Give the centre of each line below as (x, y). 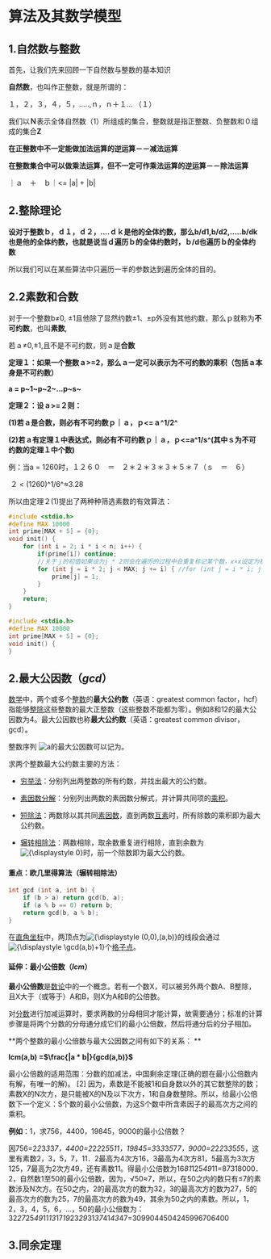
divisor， (229, 720)
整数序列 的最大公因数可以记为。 (69, 747)
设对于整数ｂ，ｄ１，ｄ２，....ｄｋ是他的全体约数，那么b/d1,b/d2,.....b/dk (133, 232)
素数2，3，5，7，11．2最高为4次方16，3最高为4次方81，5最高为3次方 (139, 1158)
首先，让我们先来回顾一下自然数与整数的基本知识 (90, 70)
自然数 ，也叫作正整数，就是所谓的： (69, 87)
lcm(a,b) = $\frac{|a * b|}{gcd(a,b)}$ (71, 1057)
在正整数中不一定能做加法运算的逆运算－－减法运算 (93, 149)
